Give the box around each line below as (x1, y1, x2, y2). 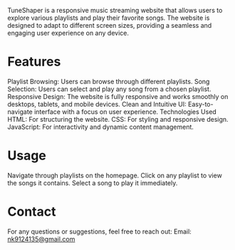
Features (7, 53, 61, 70)
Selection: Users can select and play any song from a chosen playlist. (7, 85, 211, 93)
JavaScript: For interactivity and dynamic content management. (7, 123, 194, 131)
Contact (7, 204, 56, 220)
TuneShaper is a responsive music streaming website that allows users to (7, 6, 223, 14)
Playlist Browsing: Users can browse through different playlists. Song (7, 77, 210, 85)
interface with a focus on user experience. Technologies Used (34, 107, 217, 116)
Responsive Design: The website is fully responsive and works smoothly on (7, 92, 229, 100)
